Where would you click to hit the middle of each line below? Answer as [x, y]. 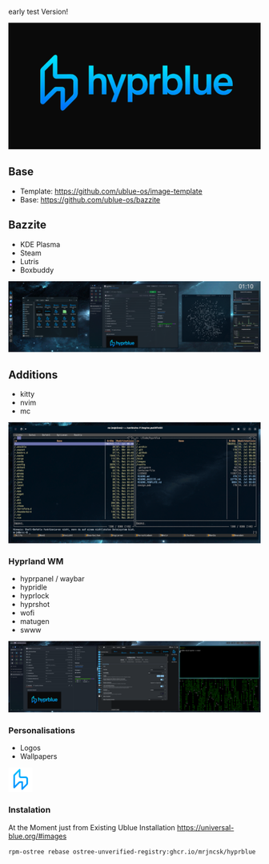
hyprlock [34, 596]
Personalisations [42, 730]
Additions [33, 375]
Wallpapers [38, 756]
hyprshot [35, 605]
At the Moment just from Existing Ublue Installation [92, 827]
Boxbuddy [37, 270]
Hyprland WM [36, 561]
